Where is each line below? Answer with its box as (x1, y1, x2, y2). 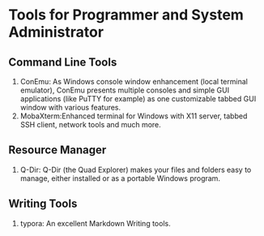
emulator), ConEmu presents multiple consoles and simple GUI (19, 85, 229, 95)
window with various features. (19, 103, 121, 112)
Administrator (8, 23, 104, 41)
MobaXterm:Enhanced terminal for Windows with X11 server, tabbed (19, 111, 248, 121)
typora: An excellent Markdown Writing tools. (19, 218, 172, 228)
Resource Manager (8, 144, 107, 157)
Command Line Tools (8, 55, 117, 69)
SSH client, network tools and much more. (19, 120, 162, 129)
